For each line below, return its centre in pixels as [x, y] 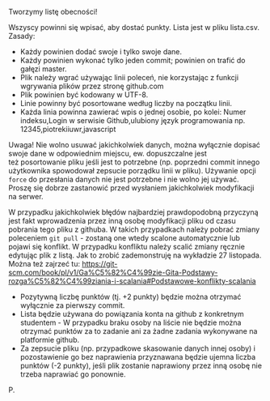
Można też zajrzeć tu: [44, 264]
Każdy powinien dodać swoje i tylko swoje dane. [101, 51]
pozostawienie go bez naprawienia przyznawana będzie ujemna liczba [138, 357]
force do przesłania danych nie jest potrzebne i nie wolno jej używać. [124, 179]
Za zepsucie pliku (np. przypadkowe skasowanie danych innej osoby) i [138, 348]
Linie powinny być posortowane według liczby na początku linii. [126, 103]
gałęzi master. [43, 69]
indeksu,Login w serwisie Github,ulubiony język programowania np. [133, 120]
